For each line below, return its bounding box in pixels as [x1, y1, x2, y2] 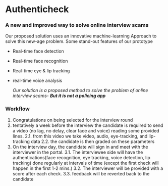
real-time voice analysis [12, 77, 63, 84]
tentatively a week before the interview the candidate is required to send [12, 122, 163, 128]
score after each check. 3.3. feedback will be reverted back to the [12, 170, 150, 176]
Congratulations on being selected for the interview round [12, 117, 133, 123]
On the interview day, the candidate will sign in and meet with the [12, 144, 148, 150]
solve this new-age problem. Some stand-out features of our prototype [5, 38, 153, 44]
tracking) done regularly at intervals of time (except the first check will [12, 160, 159, 166]
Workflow [5, 105, 30, 112]
